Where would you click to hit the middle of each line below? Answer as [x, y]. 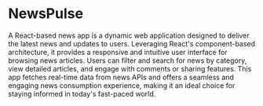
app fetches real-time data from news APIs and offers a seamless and [121, 77]
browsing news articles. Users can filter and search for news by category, [128, 60]
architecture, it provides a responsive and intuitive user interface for [118, 52]
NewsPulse [46, 14]
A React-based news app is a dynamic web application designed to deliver [129, 35]
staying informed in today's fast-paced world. [82, 93]
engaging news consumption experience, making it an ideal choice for [122, 85]
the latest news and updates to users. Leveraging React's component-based [132, 43]
